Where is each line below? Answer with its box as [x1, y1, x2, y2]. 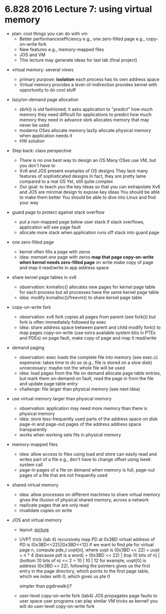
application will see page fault [19, 224, 81, 230]
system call [19, 462, 43, 468]
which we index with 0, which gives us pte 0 [19, 573, 110, 579]
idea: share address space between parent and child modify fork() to [19, 324, 161, 330]
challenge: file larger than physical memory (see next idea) [19, 386, 141, 392]
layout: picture [19, 526, 49, 532]
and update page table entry [19, 380, 78, 386]
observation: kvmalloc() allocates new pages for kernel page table [19, 284, 156, 290]
